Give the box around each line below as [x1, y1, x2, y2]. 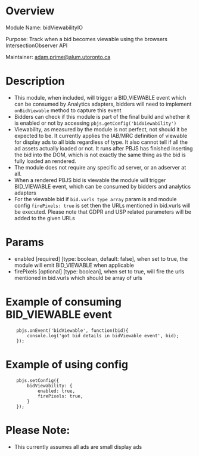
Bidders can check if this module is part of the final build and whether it [14, 113, 190, 120]
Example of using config [5, 358, 129, 371]
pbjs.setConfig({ [16, 377, 60, 383]
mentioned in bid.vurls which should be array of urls [14, 274, 142, 281]
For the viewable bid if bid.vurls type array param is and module [14, 195, 177, 202]
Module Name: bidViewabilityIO [5, 24, 83, 31]
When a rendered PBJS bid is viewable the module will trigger [14, 176, 166, 183]
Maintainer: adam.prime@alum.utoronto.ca [5, 53, 111, 60]
